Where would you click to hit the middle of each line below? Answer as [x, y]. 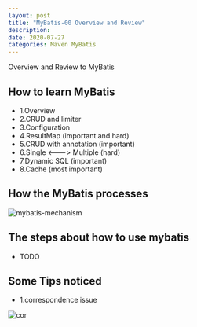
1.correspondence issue [58, 300]
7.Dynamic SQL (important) [63, 160]
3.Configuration [45, 127]
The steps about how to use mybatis [99, 238]
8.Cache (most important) [61, 169]
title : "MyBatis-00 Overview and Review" [77, 23]
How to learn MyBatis [62, 92]
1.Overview [37, 110]
